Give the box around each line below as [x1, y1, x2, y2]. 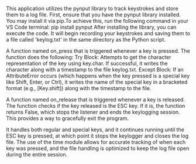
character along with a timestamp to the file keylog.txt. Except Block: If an [6, 66, 184, 73]
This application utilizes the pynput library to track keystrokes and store [6, 5, 178, 12]
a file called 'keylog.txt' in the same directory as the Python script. [6, 36, 166, 43]
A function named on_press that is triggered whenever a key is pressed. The [6, 47, 190, 54]
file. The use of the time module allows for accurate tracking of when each [6, 139, 186, 145]
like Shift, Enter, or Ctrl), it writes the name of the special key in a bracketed [6, 78, 188, 86]
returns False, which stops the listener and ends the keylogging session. [6, 108, 180, 115]
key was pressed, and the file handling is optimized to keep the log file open [6, 145, 190, 152]
